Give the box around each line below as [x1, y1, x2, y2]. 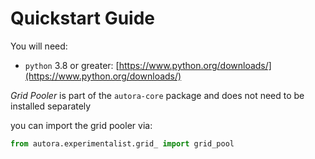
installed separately [10, 100, 92, 112]
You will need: [10, 40, 68, 52]
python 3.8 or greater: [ [24, 59, 120, 71]
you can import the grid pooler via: [10, 119, 153, 131]
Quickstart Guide [10, 7, 156, 30]
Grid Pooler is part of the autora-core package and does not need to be [10, 89, 305, 101]
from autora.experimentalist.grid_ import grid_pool [10, 138, 235, 149]
